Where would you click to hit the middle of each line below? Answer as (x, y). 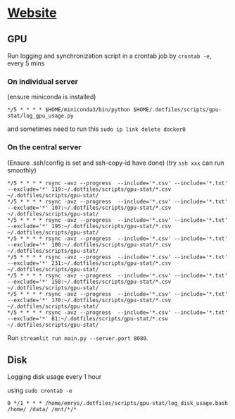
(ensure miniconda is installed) (52, 97)
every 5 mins (26, 63)
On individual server (43, 81)
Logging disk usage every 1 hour (55, 377)
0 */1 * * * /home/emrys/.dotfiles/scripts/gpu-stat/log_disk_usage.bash (118, 404)
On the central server (45, 147)
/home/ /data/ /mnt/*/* (42, 410)
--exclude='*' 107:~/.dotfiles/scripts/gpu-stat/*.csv (89, 208)
